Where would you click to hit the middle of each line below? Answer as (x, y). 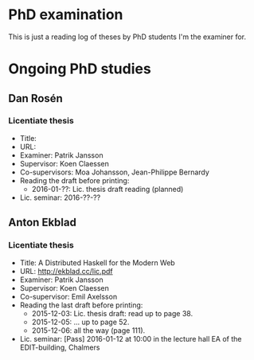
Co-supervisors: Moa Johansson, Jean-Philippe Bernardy (114, 172)
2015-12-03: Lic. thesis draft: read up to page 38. (112, 313)
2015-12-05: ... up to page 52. (80, 322)
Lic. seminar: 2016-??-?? (60, 198)
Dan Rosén (36, 98)
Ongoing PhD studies (80, 69)
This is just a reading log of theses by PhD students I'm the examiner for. (127, 37)
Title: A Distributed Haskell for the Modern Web (97, 262)
